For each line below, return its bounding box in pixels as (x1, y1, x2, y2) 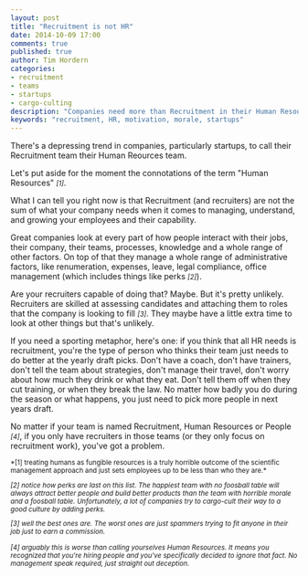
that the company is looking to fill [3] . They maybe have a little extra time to (10, 308, 292, 320)
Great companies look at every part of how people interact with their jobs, (10, 232, 289, 243)
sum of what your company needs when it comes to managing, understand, (10, 205, 295, 215)
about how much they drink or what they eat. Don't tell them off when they (10, 374, 291, 385)
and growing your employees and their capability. (10, 215, 196, 226)
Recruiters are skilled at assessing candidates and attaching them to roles (10, 299, 289, 309)
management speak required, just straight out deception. (10, 559, 190, 569)
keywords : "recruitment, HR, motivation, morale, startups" (10, 115, 245, 124)
